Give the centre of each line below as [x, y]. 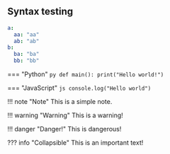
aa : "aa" [27, 35]
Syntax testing [40, 12]
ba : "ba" [27, 54]
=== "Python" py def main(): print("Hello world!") [86, 74]
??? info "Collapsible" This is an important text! [75, 143]
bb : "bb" [27, 61]
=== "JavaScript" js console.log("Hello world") [79, 88]
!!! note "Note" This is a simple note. [60, 102]
